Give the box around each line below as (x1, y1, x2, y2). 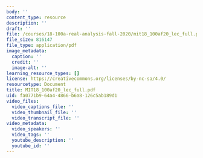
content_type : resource (6, 14, 66, 20)
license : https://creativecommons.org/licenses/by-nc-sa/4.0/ (6, 76, 166, 82)
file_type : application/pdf (6, 43, 77, 49)
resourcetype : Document (6, 82, 66, 88)
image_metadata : (6, 48, 47, 54)
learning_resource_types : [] (6, 70, 80, 76)
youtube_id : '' (11, 142, 50, 149)
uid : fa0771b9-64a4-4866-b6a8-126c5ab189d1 (6, 93, 118, 99)
